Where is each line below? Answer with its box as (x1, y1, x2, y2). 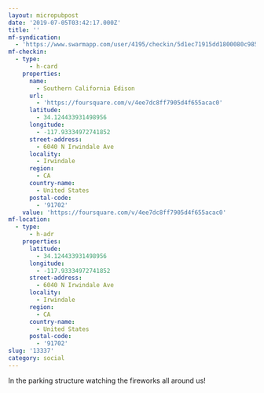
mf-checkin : (8, 48, 47, 56)
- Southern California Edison (36, 84, 135, 93)
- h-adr (28, 231, 55, 238)
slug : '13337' (8, 347, 55, 355)
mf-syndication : (8, 33, 61, 42)
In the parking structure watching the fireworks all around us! (8, 376, 206, 385)
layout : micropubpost (8, 11, 79, 20)
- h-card (28, 63, 58, 71)
